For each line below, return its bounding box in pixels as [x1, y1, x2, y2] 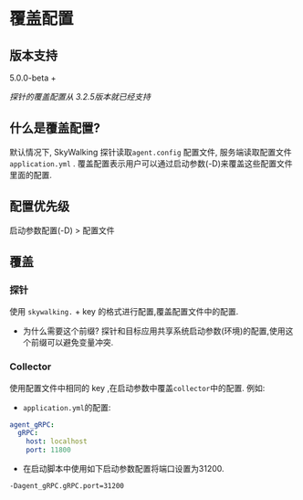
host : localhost [26, 437, 89, 446]
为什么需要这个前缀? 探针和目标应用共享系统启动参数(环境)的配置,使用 [22, 325, 286, 336]
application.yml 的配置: [22, 401, 111, 412]
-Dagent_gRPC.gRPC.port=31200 [9, 482, 125, 491]
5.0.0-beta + [9, 72, 57, 83]
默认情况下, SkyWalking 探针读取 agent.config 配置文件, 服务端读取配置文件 [9, 146, 292, 157]
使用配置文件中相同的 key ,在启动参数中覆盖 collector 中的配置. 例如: [9, 382, 266, 393]
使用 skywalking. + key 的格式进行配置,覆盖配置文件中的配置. [9, 306, 239, 317]
